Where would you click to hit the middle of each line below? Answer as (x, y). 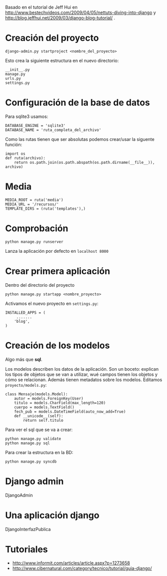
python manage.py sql (28, 443)
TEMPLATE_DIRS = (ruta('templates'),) (45, 209)
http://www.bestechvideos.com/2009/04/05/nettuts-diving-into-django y (81, 12)
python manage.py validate (33, 439)
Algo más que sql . (24, 359)
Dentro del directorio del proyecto (40, 285)
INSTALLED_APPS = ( (25, 312)
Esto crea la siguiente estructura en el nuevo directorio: (62, 60)
